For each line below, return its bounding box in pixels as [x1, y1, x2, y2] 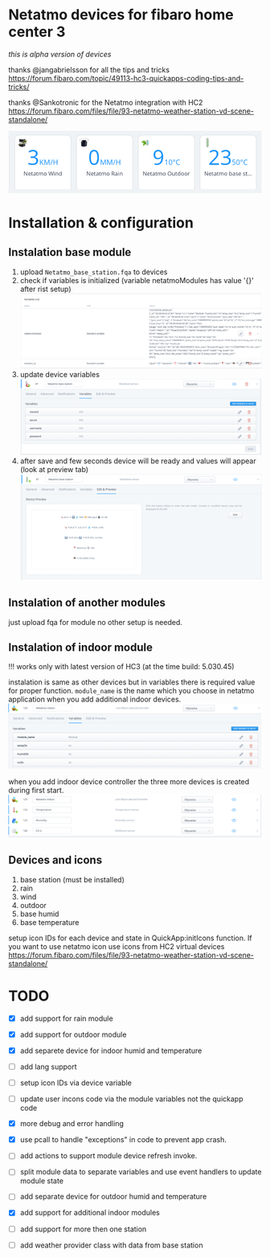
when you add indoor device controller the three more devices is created [8, 776, 250, 786]
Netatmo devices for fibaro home [8, 6, 235, 24]
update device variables [19, 370, 100, 380]
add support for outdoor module [19, 1030, 127, 1039]
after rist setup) [19, 284, 72, 294]
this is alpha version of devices [8, 49, 112, 59]
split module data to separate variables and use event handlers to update [19, 1167, 262, 1177]
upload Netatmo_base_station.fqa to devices [19, 267, 168, 277]
